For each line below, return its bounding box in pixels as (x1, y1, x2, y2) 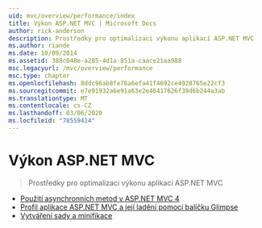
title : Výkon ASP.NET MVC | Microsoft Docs (8, 19, 157, 27)
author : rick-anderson (8, 27, 85, 35)
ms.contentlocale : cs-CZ (8, 102, 92, 110)
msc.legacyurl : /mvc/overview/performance (8, 64, 153, 73)
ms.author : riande (8, 42, 70, 50)
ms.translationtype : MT (8, 94, 89, 102)
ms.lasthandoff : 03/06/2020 (8, 110, 103, 118)
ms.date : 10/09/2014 (8, 49, 78, 57)
